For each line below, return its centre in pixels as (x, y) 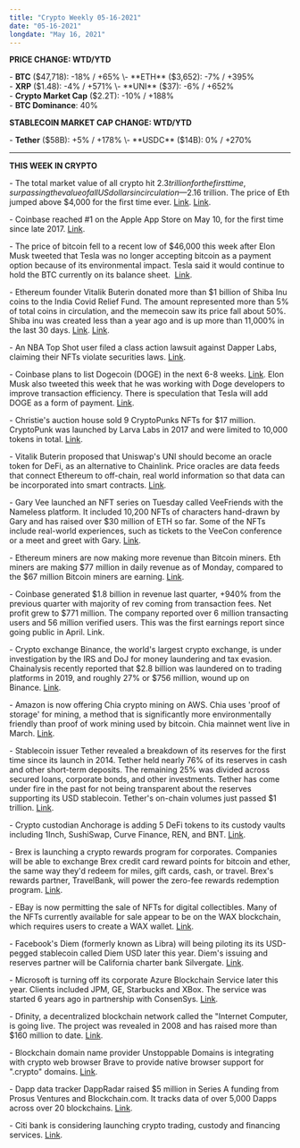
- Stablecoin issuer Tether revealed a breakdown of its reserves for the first (148, 751)
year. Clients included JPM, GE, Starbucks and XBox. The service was (138, 990)
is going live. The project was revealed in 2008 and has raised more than (143, 1026)
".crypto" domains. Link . (54, 1072)
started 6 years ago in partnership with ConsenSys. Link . (114, 999)
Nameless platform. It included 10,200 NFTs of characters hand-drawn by (145, 512)
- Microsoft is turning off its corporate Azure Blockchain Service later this (144, 980)
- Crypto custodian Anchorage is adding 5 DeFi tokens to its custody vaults (147, 825)
